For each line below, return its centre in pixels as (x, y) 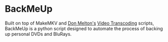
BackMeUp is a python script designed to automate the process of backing (84, 28)
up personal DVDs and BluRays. (38, 34)
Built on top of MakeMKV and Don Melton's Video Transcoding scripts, (79, 23)
